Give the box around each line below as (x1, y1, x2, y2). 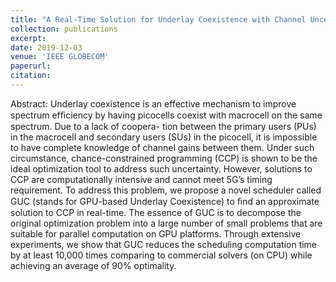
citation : (10, 71, 52, 81)
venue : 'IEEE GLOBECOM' (10, 52, 110, 62)
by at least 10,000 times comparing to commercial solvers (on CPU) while (10, 249, 313, 261)
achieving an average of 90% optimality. (10, 259, 177, 271)
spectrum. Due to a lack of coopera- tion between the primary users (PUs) (10, 120, 317, 132)
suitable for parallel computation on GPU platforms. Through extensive (10, 227, 302, 240)
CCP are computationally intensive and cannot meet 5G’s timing (10, 173, 273, 185)
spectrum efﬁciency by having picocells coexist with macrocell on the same (10, 109, 323, 121)
